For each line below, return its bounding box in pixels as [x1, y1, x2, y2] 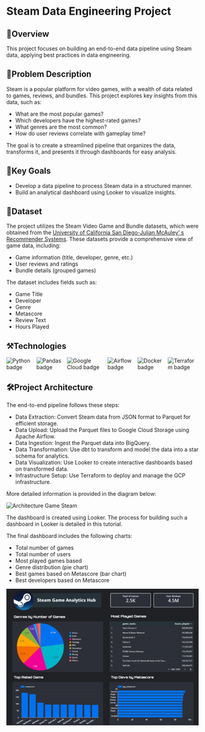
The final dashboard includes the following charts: [6, 532, 132, 540]
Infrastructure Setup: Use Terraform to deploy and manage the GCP [15, 472, 186, 479]
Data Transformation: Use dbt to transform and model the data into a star [15, 446, 199, 454]
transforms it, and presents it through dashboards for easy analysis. [6, 148, 177, 155]
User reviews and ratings [15, 260, 78, 267]
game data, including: [6, 242, 61, 249]
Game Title [15, 291, 43, 298]
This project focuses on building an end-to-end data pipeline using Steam [6, 45, 192, 52]
